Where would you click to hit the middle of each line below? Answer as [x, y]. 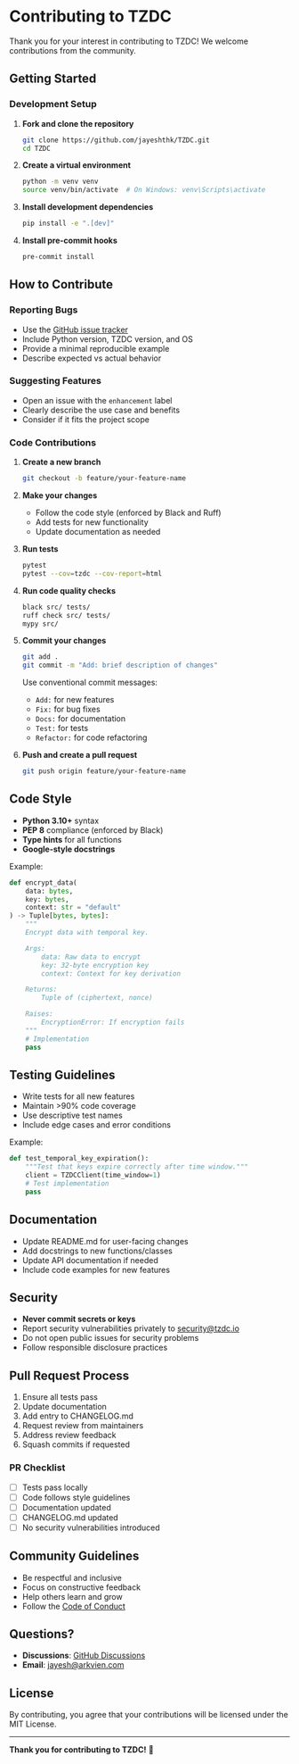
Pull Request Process [69, 1375]
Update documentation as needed [98, 532]
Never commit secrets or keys [79, 1319]
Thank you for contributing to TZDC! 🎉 [81, 1750]
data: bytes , [49, 891]
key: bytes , [47, 899]
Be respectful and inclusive [72, 1577]
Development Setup [53, 104]
